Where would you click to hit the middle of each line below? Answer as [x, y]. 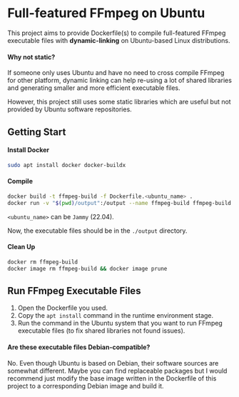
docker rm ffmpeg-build [43, 262]
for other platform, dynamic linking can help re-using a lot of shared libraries [119, 81]
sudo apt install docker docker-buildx [67, 165]
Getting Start [37, 132]
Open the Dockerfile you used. [63, 308]
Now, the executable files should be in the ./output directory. [97, 231]
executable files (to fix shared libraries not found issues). [101, 331]
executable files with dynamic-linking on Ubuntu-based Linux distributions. [119, 40]
